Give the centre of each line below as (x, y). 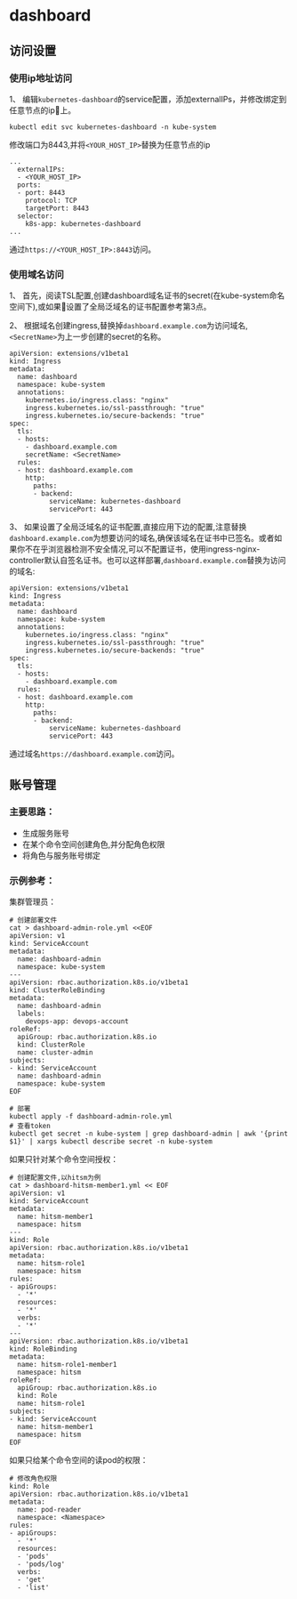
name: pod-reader (49, 1510)
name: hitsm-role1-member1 (67, 1365)
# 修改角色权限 (33, 1479)
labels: (32, 1014)
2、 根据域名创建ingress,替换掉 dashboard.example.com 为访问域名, (129, 326)
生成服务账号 (45, 833)
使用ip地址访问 (41, 78)
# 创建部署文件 (33, 921)
